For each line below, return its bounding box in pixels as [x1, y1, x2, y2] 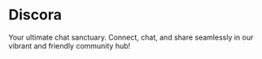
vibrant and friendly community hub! [8, 40, 131, 50]
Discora [8, 6, 63, 24]
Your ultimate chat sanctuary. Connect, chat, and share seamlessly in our [8, 32, 254, 42]
